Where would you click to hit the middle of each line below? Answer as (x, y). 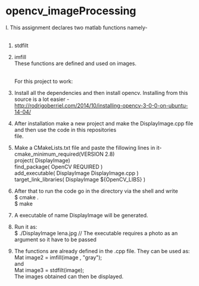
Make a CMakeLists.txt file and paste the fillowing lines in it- (88, 147)
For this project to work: (43, 81)
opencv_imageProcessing (71, 11)
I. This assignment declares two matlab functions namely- (77, 27)
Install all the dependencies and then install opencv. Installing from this (101, 93)
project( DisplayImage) (42, 160)
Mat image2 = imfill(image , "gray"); (58, 257)
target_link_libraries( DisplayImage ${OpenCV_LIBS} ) (80, 179)
